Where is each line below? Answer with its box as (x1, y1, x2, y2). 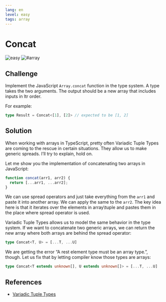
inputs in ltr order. (5, 93, 41, 99)
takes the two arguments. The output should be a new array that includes (5, 88, 156, 94)
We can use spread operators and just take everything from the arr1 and (5, 194, 155, 200)
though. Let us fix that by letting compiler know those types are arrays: (5, 254, 151, 260)
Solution (5, 126, 32, 135)
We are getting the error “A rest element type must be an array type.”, (5, 249, 148, 255)
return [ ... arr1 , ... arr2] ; (9, 180, 68, 185)
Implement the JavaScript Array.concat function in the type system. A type (5, 83, 160, 89)
